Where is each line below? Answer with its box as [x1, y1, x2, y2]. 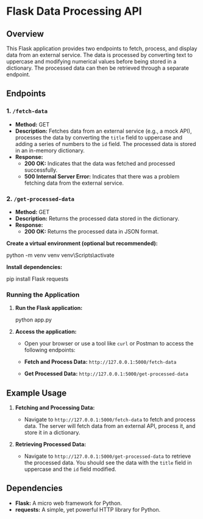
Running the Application [6, 290, 80, 299]
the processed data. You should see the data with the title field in [24, 459, 192, 466]
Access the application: [15, 328, 77, 336]
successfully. [24, 166, 58, 174]
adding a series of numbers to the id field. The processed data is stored [15, 140, 196, 147]
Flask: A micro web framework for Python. [15, 499, 123, 507]
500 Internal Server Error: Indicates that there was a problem [24, 172, 180, 180]
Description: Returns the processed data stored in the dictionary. [15, 215, 180, 222]
